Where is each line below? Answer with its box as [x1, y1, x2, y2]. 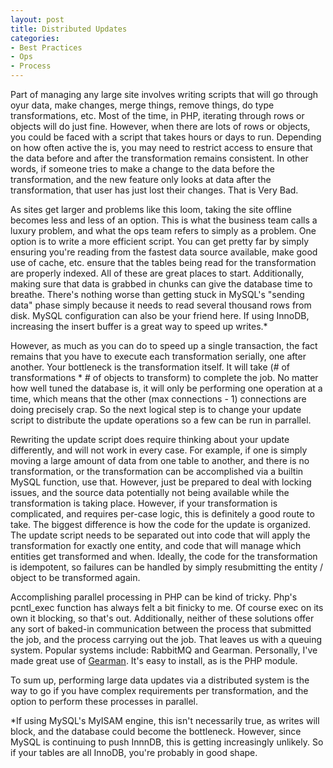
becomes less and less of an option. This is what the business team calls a [10, 214, 318, 226]
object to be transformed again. [10, 572, 141, 583]
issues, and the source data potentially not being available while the [10, 487, 290, 498]
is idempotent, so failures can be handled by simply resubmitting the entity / [10, 561, 324, 573]
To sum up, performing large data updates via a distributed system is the [10, 674, 310, 686]
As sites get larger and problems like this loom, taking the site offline [10, 204, 292, 215]
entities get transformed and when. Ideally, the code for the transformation [10, 551, 318, 562]
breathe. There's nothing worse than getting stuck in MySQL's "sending [10, 289, 305, 300]
